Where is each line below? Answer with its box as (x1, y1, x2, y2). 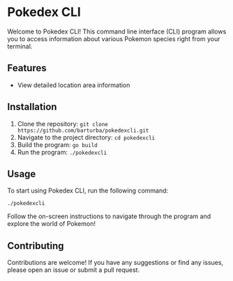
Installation (7, 101, 57, 113)
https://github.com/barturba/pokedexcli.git (17, 127, 149, 134)
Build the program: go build (17, 140, 98, 149)
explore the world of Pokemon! (7, 220, 96, 228)
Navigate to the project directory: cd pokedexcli (17, 133, 156, 142)
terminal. (7, 42, 33, 50)
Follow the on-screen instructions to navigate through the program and (7, 212, 211, 220)
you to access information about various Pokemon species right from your (7, 34, 221, 43)
